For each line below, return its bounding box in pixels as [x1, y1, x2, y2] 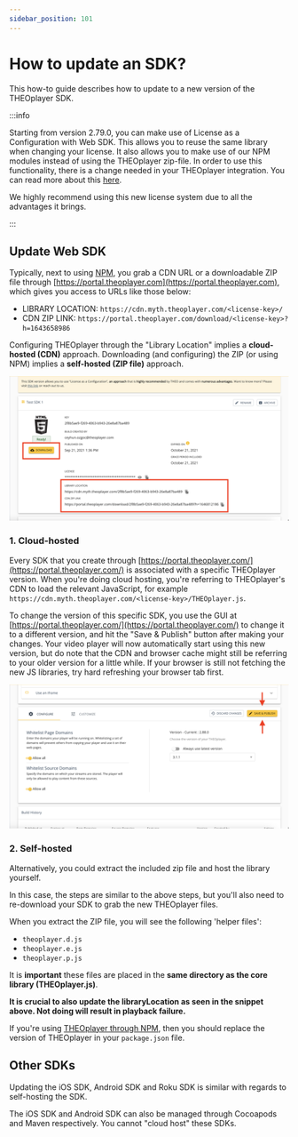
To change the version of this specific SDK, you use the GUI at [9, 610, 238, 621]
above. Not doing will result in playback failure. [9, 1005, 186, 1016]
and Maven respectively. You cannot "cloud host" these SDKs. [9, 1117, 237, 1128]
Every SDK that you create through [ [9, 555, 142, 565]
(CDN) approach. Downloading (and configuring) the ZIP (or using [36, 349, 278, 360]
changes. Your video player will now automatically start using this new [9, 638, 266, 649]
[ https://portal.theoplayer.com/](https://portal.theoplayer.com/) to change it [9, 619, 285, 630]
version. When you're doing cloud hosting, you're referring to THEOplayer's [9, 573, 286, 584]
